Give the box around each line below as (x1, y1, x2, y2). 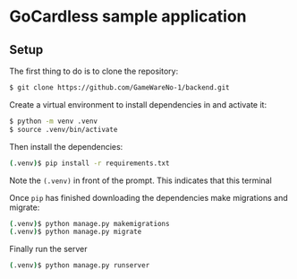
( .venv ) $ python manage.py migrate (9, 227, 142, 237)
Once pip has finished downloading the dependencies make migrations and (9, 192, 288, 203)
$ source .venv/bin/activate (9, 125, 118, 134)
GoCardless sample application (9, 6, 248, 27)
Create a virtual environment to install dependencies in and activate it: (9, 99, 267, 109)
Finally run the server (9, 244, 88, 255)
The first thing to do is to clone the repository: (9, 65, 179, 76)
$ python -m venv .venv (9, 117, 98, 126)
